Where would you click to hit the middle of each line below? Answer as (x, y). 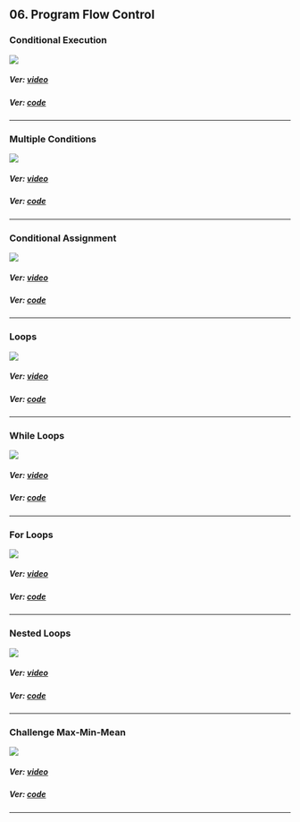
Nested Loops (40, 633)
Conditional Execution (58, 40)
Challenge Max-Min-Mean (68, 732)
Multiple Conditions (53, 139)
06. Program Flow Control (82, 15)
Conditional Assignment (63, 238)
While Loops (37, 435)
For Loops (31, 535)
